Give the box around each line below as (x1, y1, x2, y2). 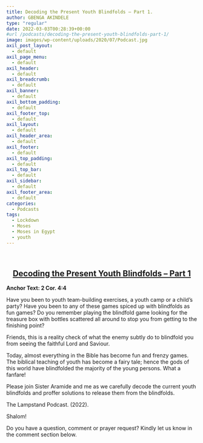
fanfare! (6, 371, 26, 379)
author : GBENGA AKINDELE (6, 15, 69, 21)
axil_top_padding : (6, 155, 53, 161)
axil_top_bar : (6, 167, 42, 173)
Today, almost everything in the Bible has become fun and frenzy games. (6, 352, 189, 359)
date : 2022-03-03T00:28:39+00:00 (6, 25, 91, 32)
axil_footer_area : (6, 189, 53, 195)
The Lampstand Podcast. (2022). (6, 401, 89, 408)
